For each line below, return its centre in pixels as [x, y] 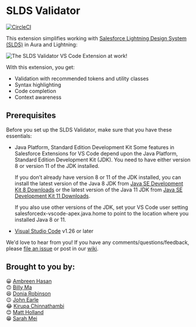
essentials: [19, 136]
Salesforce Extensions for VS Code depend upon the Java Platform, [96, 153]
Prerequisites [31, 116]
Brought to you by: [40, 267]
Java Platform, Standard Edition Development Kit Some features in [94, 147]
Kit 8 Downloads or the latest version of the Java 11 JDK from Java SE [99, 190]
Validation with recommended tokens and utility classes [82, 78]
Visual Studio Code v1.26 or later [54, 231]
